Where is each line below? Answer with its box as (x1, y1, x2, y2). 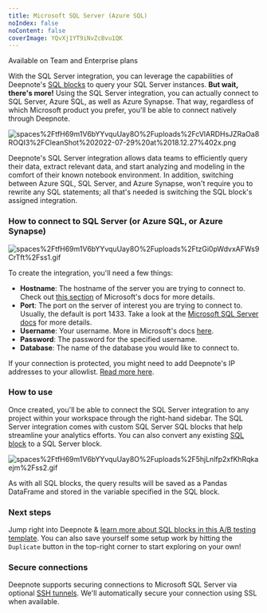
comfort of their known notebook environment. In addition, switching (8, 170, 234, 180)
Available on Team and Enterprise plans (8, 56, 138, 66)
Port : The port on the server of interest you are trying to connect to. (19, 301, 243, 310)
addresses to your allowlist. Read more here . (8, 367, 155, 376)
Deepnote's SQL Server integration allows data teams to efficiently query (8, 153, 249, 163)
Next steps (8, 507, 52, 518)
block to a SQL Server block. (8, 439, 102, 448)
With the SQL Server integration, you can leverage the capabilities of (8, 71, 234, 81)
